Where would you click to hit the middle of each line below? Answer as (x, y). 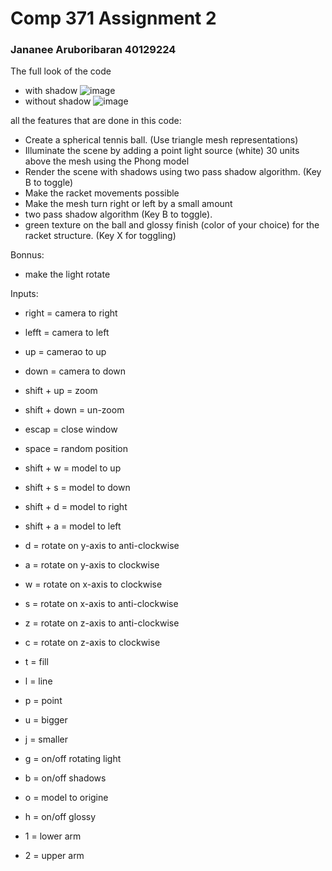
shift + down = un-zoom (74, 410)
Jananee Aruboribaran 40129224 (93, 50)
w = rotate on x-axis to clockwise (93, 584)
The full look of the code (61, 71)
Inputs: (24, 294)
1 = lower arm (53, 836)
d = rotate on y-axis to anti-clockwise (102, 546)
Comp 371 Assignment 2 (113, 18)
